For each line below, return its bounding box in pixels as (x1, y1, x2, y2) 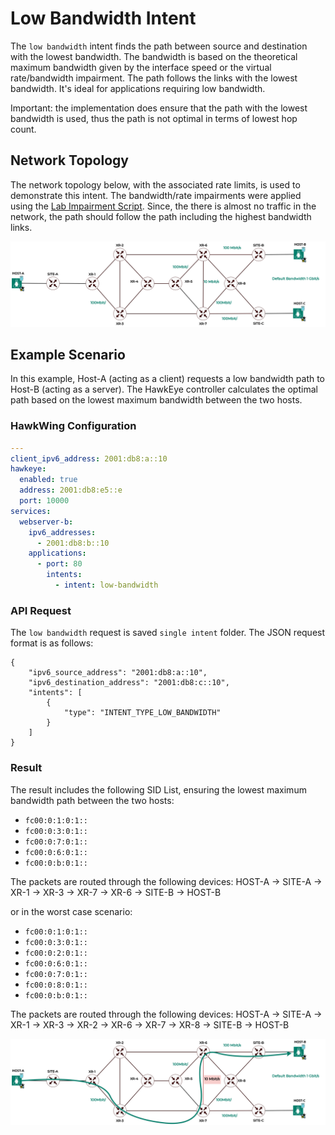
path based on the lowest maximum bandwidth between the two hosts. (10, 394, 303, 406)
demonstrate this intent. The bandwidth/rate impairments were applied (10, 189, 302, 201)
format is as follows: (10, 637, 94, 649)
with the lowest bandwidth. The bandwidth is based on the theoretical (10, 50, 298, 62)
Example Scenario (10, 346, 126, 363)
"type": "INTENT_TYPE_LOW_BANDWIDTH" (63, 708, 222, 718)
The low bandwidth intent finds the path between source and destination (10, 40, 308, 52)
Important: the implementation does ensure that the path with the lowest (10, 102, 308, 114)
